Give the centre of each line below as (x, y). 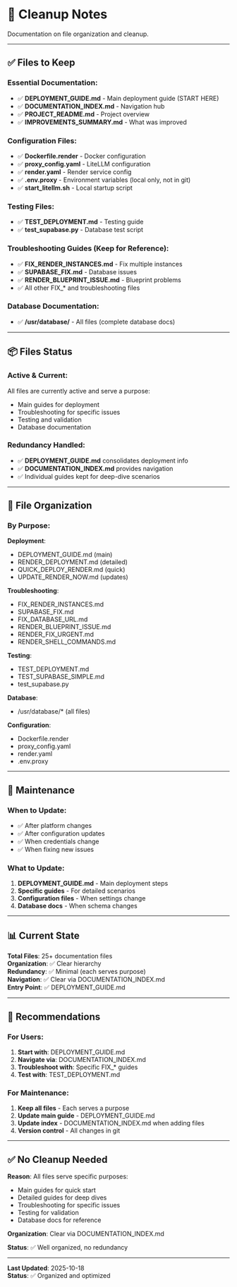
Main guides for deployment (59, 404)
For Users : (25, 1037)
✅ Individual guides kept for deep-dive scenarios (89, 476)
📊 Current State (43, 935)
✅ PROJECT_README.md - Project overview (84, 114)
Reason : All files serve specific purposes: (68, 1176)
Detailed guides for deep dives (62, 1197)
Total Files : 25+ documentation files (60, 956)
